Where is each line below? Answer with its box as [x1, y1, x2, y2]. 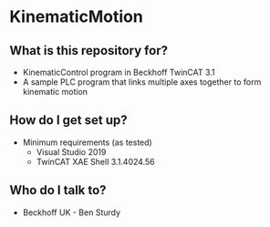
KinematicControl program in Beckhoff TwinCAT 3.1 [22, 67, 216, 77]
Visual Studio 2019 [36, 146, 107, 157]
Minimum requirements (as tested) [22, 137, 152, 148]
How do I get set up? [9, 112, 128, 129]
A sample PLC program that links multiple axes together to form [22, 77, 262, 88]
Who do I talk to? [9, 182, 107, 198]
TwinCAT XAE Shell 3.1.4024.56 [36, 156, 155, 167]
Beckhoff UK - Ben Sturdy [22, 207, 121, 218]
